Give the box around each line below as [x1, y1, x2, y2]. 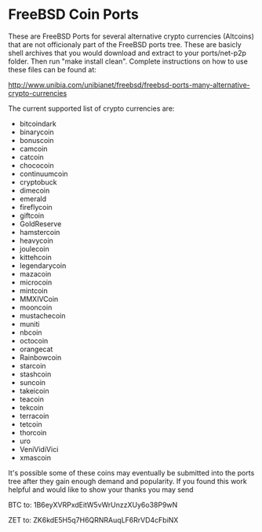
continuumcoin [19, 169, 68, 178]
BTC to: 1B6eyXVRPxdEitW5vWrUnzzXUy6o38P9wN [8, 500, 178, 509]
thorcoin [19, 427, 47, 437]
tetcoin [19, 419, 42, 429]
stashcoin [19, 369, 52, 379]
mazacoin [19, 269, 52, 278]
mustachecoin [19, 310, 66, 320]
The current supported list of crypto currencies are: [8, 104, 175, 113]
